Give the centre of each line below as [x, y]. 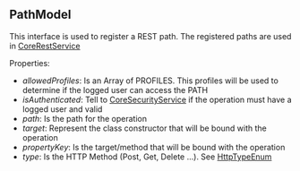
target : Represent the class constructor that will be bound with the [144, 128]
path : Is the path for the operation [85, 118]
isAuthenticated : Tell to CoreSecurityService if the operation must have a [157, 99]
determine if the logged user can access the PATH [115, 90]
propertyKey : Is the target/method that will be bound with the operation [154, 147]
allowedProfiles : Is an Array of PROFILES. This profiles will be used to [150, 81]
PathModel [40, 15]
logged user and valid [62, 109]
